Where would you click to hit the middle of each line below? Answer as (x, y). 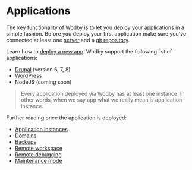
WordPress (28, 75)
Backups (26, 141)
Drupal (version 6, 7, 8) (43, 69)
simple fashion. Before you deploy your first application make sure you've (96, 33)
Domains (26, 136)
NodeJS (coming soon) (43, 82)
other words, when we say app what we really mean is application (101, 100)
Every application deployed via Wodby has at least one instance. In (103, 93)
